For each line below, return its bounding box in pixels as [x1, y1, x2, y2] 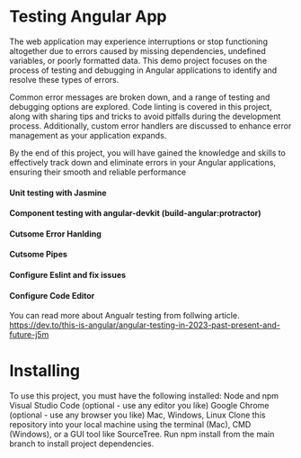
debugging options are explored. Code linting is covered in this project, [9, 101, 272, 112]
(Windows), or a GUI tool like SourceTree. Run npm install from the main [9, 429, 275, 440]
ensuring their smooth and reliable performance [9, 166, 187, 177]
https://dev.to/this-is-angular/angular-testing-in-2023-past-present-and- [9, 319, 281, 330]
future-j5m [9, 329, 49, 340]
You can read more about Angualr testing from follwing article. [9, 310, 240, 321]
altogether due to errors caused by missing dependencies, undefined [9, 45, 267, 56]
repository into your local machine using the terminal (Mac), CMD [9, 419, 252, 430]
